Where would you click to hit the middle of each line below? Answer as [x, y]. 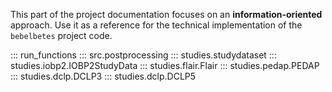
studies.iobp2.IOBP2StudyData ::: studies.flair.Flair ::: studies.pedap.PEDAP [165, 65]
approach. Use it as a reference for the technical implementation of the [156, 25]
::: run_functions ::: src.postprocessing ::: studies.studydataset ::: [143, 55]
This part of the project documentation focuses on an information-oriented [166, 14]
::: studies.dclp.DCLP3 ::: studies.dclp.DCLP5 [103, 76]
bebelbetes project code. [61, 35]
